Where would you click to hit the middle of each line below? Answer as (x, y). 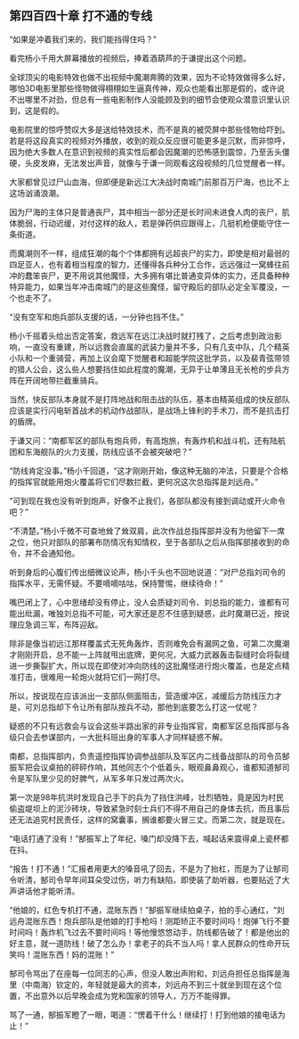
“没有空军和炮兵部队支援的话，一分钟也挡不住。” (97, 317)
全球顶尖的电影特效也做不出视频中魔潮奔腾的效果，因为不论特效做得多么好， (149, 77)
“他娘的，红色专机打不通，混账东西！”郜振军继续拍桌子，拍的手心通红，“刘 (147, 910)
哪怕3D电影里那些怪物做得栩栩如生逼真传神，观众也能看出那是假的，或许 (143, 88)
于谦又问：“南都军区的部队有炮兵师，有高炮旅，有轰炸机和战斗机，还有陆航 (148, 441)
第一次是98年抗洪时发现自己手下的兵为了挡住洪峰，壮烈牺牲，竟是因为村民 (147, 797)
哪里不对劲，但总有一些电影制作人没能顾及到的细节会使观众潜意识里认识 (157, 99)
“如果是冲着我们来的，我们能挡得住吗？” (83, 39)
